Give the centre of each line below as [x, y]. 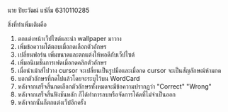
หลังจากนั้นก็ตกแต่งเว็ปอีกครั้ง [52, 102]
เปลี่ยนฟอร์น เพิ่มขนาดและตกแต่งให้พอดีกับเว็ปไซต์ [76, 55]
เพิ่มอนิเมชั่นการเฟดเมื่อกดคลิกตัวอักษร [62, 62]
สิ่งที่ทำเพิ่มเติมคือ [27, 24]
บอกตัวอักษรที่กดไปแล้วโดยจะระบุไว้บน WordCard [79, 78]
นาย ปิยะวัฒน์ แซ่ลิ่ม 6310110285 [49, 10]
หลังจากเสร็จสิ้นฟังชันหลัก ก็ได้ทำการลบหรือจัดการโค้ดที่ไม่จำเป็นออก [96, 94]
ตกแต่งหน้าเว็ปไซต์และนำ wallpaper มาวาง [69, 39]
